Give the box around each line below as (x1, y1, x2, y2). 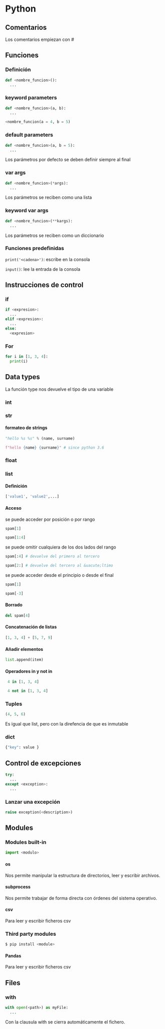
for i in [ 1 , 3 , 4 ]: (5, 354, 49, 359)
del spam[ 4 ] (5, 613, 30, 618)
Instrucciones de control (5, 281, 84, 289)
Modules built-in (5, 839, 47, 846)
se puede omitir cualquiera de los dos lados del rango (5, 544, 116, 550)
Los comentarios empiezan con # (5, 36, 74, 42)
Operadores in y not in (5, 668, 53, 674)
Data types (5, 373, 40, 381)
